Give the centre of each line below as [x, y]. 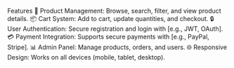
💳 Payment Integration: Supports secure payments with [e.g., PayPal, [108, 36]
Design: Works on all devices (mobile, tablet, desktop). [86, 57]
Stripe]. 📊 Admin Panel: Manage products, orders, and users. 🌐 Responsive [117, 47]
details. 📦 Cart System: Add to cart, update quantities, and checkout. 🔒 [111, 19]
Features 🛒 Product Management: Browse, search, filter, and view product [114, 11]
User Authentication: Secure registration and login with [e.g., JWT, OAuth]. [115, 29]
